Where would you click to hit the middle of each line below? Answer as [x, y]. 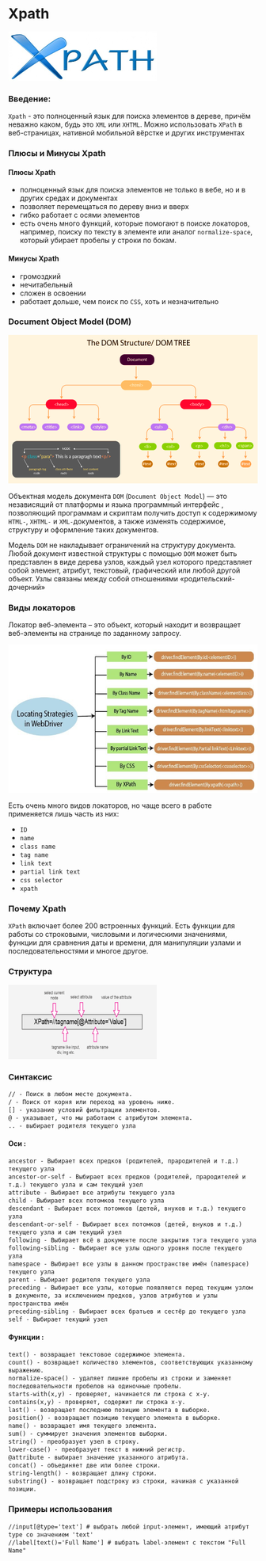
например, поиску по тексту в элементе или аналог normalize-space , [136, 232]
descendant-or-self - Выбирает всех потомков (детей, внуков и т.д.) [125, 1224]
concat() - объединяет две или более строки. [84, 1466]
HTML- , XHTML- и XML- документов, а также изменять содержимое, [117, 521]
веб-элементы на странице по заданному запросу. [95, 634]
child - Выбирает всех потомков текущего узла [86, 1201]
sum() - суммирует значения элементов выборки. [88, 1434]
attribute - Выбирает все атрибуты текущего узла [92, 1193]
